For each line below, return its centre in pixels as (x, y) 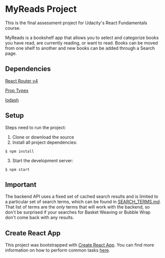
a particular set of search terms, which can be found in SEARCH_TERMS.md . (83, 202)
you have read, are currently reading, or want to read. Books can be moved (82, 43)
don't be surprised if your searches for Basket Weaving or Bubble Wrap (78, 212)
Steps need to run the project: (36, 128)
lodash (12, 100)
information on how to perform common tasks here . (58, 250)
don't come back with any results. (40, 217)
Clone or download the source (43, 137)
